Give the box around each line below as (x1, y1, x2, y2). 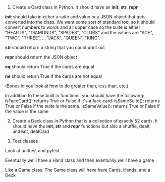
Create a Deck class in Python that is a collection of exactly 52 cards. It (12, 118, 158, 123)
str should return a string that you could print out (5, 45, 105, 50)
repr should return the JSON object (5, 54, 78, 60)
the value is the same (5, 109, 49, 114)
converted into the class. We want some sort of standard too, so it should (5, 19, 155, 25)
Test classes (12, 138, 38, 144)
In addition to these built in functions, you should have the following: (5, 93, 145, 98)
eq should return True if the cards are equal (5, 64, 94, 69)
